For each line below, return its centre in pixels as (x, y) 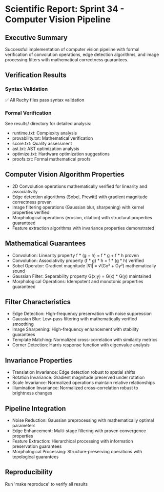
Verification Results (36, 75)
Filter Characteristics (38, 302)
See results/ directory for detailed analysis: (48, 123)
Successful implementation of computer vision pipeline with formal (72, 49)
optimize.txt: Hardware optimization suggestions (61, 154)
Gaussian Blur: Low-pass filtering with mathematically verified (74, 319)
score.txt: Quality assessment (42, 143)
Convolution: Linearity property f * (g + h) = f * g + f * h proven (75, 255)
